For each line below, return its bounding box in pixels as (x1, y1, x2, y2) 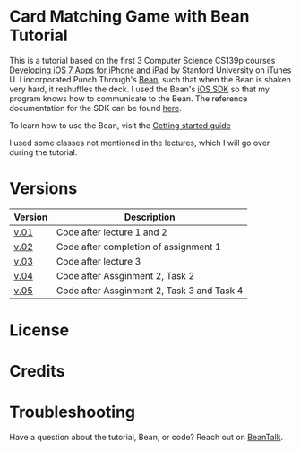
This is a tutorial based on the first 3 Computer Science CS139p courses (9, 55, 276, 65)
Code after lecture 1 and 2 (56, 226, 167, 239)
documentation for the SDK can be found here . (9, 102, 182, 113)
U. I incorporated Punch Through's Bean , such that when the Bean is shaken (9, 74, 291, 84)
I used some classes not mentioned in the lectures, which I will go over (9, 137, 270, 148)
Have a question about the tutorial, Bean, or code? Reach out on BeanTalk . (9, 432, 284, 443)
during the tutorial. (9, 146, 78, 158)
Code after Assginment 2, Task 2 (56, 269, 195, 282)
